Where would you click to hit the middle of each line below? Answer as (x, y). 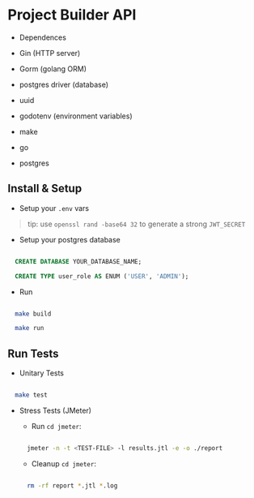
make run (30, 328)
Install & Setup (45, 189)
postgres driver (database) (64, 84)
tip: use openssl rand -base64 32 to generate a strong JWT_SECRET (136, 224)
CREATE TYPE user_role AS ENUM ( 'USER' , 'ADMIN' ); (102, 276)
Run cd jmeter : (56, 426)
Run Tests (33, 353)
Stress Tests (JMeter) (55, 410)
